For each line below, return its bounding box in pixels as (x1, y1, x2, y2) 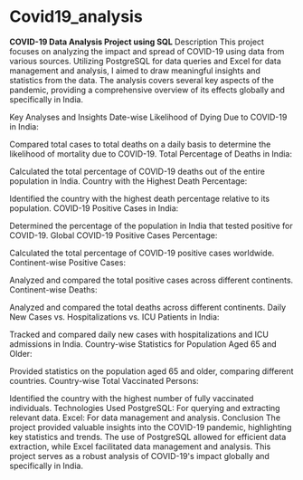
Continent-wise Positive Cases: (9, 256, 127, 268)
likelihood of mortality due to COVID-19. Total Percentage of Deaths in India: (9, 148, 292, 159)
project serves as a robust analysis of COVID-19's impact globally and (9, 450, 270, 461)
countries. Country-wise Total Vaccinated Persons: (9, 375, 199, 386)
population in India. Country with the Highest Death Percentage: (9, 175, 248, 187)
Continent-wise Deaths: (9, 283, 98, 295)
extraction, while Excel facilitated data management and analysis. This (9, 441, 271, 452)
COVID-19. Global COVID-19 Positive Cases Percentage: (9, 229, 218, 241)
